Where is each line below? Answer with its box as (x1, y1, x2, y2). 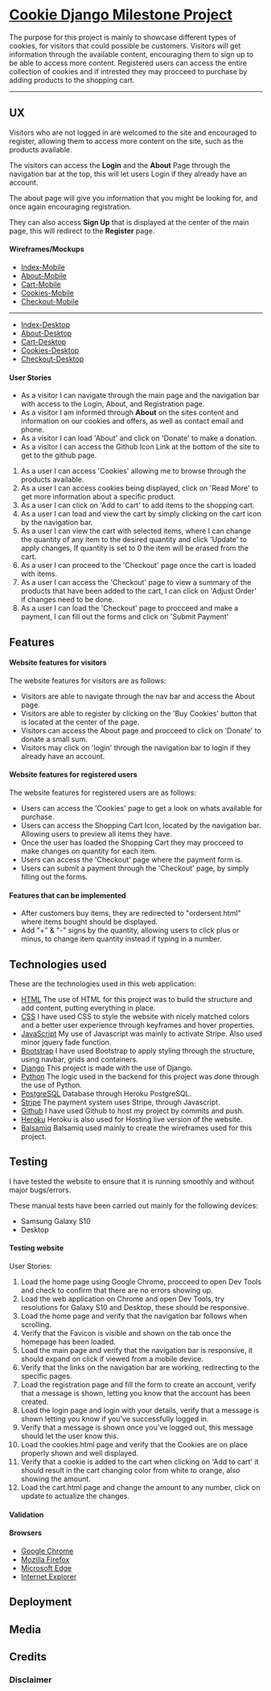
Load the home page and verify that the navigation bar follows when (20, 1311, 248, 1321)
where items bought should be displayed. (20, 917, 158, 927)
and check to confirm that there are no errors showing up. (20, 1285, 214, 1295)
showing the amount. (20, 1474, 91, 1484)
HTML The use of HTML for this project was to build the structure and (20, 994, 253, 1004)
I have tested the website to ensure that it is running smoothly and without (9, 1176, 254, 1186)
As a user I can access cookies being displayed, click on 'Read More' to (20, 483, 259, 493)
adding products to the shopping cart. (9, 75, 135, 85)
